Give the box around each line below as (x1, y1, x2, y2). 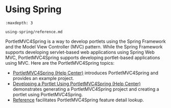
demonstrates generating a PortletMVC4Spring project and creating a (12, 86, 159, 92)
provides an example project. (12, 75, 74, 81)
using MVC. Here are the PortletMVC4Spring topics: (5, 60, 115, 66)
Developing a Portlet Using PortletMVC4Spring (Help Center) (12, 80, 141, 87)
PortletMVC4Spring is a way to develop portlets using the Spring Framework (5, 38, 166, 44)
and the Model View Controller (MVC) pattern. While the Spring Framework (5, 43, 163, 49)
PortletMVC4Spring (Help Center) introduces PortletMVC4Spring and (12, 70, 159, 76)
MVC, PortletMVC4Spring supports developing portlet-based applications (5, 55, 160, 61)
